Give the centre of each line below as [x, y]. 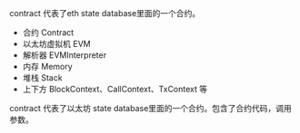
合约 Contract [48, 33]
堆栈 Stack [42, 78]
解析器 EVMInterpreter [65, 55]
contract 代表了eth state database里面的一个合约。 [105, 13]
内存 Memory [47, 66]
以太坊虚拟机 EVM [56, 44]
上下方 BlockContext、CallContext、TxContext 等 [115, 89]
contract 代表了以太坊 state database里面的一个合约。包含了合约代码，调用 [151, 108]
